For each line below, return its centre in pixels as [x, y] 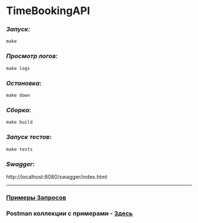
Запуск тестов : [29, 137]
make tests [19, 149]
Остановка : [24, 83]
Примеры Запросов [36, 197]
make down [18, 95]
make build [19, 122]
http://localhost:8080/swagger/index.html [57, 177]
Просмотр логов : [32, 56]
